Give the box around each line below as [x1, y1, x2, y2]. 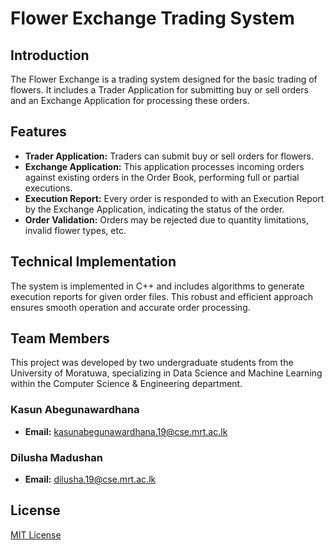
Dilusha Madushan [10, 450, 103, 464]
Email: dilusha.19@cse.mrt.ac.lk [24, 473, 157, 486]
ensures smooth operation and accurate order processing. [10, 301, 251, 313]
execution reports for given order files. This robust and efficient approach [10, 290, 314, 302]
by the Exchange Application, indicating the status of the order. [24, 203, 285, 215]
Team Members [10, 330, 110, 347]
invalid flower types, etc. [24, 224, 127, 236]
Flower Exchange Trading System [10, 7, 295, 30]
